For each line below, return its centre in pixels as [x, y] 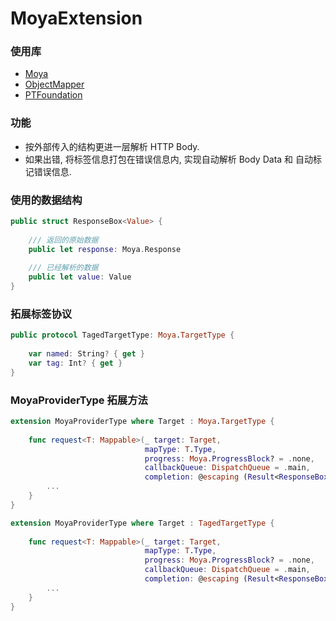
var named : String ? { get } [86, 354]
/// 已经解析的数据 [63, 268]
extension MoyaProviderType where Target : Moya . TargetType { [142, 422]
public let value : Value [80, 277]
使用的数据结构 [46, 200]
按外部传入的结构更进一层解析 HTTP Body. [112, 146]
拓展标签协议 [41, 314]
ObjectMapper [54, 84]
